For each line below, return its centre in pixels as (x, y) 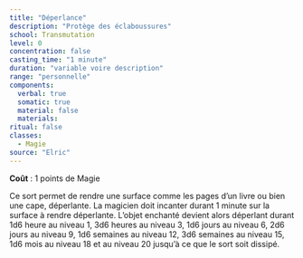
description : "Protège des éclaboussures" (90, 26)
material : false (48, 110)
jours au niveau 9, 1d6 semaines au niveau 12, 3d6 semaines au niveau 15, (147, 234)
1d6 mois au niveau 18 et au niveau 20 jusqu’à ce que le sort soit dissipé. (145, 244)
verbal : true (42, 93)
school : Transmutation (52, 34)
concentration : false (50, 52)
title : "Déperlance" (48, 18)
